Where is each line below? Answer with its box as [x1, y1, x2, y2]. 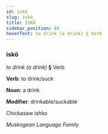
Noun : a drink [6, 87, 40, 94]
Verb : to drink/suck [6, 75, 54, 82]
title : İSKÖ [6, 20, 36, 25]
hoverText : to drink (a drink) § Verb [6, 31, 102, 37]
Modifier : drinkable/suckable [6, 98, 78, 106]
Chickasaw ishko [6, 110, 47, 117]
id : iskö [6, 8, 28, 15]
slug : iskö [6, 14, 33, 20]
